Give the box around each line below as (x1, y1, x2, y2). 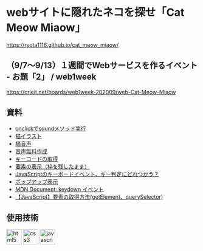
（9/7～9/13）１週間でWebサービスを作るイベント (6, 60, 198, 70)
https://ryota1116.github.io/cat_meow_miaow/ (6, 41, 119, 49)
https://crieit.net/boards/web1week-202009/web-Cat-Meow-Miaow (6, 88, 176, 95)
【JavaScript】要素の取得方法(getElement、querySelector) (15, 193, 163, 201)
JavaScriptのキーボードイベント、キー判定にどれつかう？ (15, 170, 159, 177)
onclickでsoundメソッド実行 (15, 125, 86, 132)
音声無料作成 (15, 147, 47, 155)
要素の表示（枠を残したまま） (15, 162, 90, 170)
